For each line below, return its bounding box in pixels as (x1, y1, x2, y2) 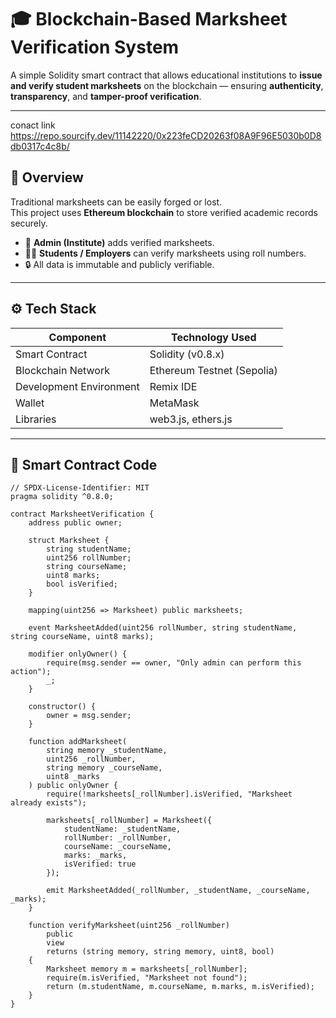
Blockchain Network (15, 363, 111, 377)
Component (48, 330, 107, 344)
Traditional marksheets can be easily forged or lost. (10, 196, 223, 208)
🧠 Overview (10, 169, 84, 186)
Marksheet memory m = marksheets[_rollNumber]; (46, 964, 248, 975)
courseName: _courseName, (63, 842, 172, 852)
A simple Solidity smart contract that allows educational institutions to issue (10, 69, 323, 81)
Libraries (15, 412, 57, 426)
